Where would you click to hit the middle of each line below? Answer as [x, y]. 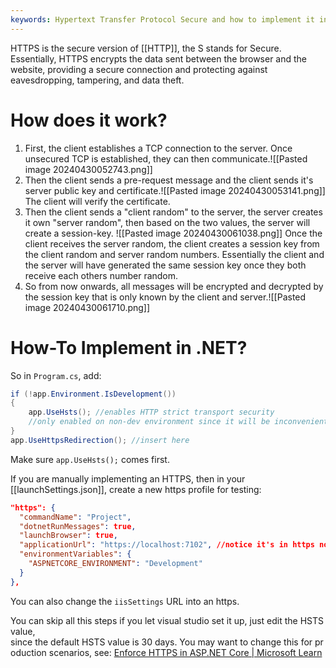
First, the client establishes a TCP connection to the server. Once [158, 148]
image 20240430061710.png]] [87, 307]
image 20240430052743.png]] [88, 169]
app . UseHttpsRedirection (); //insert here [100, 440]
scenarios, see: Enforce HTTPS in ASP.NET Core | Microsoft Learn [185, 652]
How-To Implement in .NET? [129, 347]
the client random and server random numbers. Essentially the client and [174, 254]
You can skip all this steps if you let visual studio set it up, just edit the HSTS [167, 620]
